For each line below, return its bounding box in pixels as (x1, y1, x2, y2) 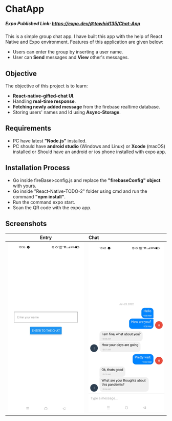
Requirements (5, 124, 51, 133)
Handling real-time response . (12, 98, 76, 104)
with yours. (12, 182, 37, 189)
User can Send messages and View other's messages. (12, 54, 129, 61)
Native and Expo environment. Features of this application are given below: (5, 39, 164, 45)
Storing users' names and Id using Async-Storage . (12, 109, 121, 115)
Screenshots (5, 219, 47, 228)
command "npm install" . (12, 193, 66, 199)
